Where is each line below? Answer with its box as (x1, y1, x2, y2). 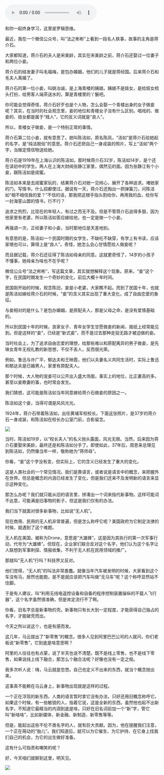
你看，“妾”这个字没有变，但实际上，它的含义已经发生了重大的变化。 (5, 459, 142, 464)
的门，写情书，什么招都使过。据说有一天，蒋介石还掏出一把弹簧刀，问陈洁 (5, 186, 155, 192)
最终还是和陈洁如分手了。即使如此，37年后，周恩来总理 (39, 442, 151, 448)
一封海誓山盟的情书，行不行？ (5, 198, 65, 204)
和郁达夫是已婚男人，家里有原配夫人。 (5, 363, 82, 368)
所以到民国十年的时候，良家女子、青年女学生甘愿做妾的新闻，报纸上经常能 (5, 324, 155, 329)
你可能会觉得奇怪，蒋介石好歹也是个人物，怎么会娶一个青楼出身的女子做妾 (5, 102, 155, 107)
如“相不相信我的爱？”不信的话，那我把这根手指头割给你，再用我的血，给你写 (5, 192, 159, 198)
